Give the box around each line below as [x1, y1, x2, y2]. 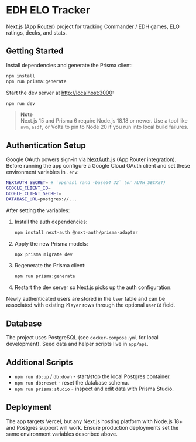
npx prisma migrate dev [14, 251, 73, 257]
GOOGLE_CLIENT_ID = [6, 185, 51, 191]
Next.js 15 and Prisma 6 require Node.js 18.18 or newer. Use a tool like [20, 117, 188, 124]
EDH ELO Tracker [6, 4, 91, 17]
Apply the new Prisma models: [14, 240, 88, 247]
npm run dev [6, 100, 35, 106]
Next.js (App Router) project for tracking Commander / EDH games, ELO [6, 23, 180, 30]
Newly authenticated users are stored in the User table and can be [6, 295, 166, 302]
